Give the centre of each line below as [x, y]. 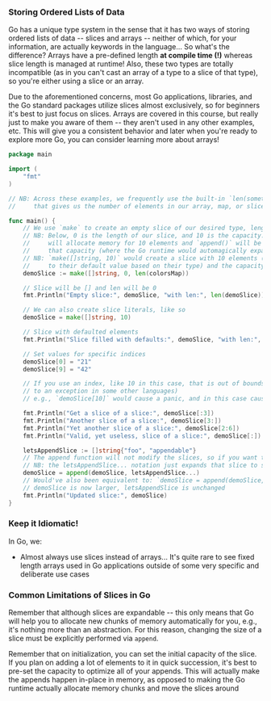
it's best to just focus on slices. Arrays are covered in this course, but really [133, 114]
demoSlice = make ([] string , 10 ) [77, 317]
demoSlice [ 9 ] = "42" [57, 369]
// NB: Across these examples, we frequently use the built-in [117, 199]
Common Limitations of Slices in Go [79, 594]
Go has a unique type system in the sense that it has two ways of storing [129, 30]
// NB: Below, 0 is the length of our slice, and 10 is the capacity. [144, 236]
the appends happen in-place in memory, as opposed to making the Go [127, 680]
